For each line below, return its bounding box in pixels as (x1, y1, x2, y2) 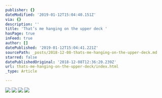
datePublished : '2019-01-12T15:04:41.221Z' (5, 45, 99, 50)
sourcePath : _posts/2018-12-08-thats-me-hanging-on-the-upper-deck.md (5, 50, 157, 55)
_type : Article (5, 69, 37, 74)
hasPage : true (5, 31, 35, 36)
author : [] (5, 41, 28, 46)
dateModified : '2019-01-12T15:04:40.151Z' (5, 12, 96, 17)
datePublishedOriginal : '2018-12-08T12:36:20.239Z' (5, 59, 116, 64)
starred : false (5, 54, 37, 60)
